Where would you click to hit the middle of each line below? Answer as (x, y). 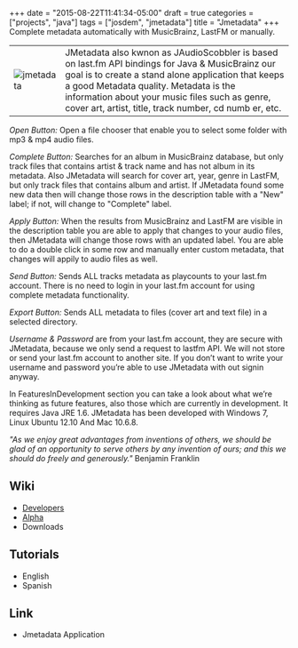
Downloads (43, 526)
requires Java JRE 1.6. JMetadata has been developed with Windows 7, (139, 413)
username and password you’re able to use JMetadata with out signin (137, 367)
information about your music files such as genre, (168, 97)
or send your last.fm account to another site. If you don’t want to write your (146, 358)
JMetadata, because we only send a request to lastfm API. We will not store (147, 348)
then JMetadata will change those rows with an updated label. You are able (146, 240)
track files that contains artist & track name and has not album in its (132, 166)
